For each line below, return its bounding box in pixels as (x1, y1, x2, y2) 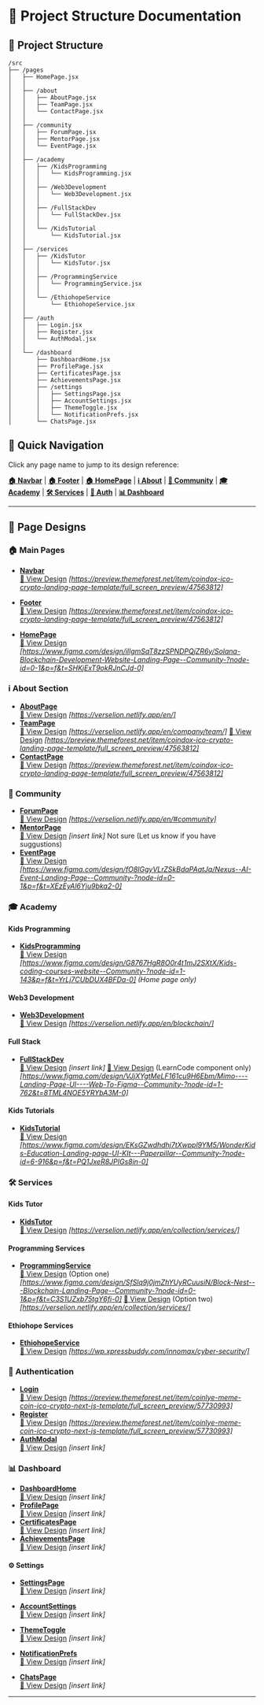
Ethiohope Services (8, 1321, 74, 1330)
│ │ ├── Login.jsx (8, 321, 82, 329)
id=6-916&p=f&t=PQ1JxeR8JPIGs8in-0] (19, 1157, 149, 1166)
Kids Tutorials (8, 1106, 55, 1115)
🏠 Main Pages (8, 545, 65, 556)
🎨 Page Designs (8, 521, 86, 534)
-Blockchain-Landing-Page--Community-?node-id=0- (19, 1286, 196, 1295)
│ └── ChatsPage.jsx (8, 417, 97, 425)
